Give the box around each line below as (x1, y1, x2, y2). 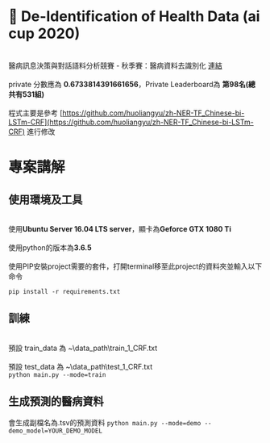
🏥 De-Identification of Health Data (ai (8, 7, 260, 26)
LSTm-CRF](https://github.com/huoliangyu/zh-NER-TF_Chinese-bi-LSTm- (8, 117, 254, 127)
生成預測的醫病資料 (8, 395, 104, 408)
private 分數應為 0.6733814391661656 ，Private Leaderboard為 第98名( (8, 79, 249, 89)
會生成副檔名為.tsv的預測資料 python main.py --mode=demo (8, 417, 201, 427)
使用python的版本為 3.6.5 (8, 242, 92, 253)
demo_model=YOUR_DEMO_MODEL (8, 427, 103, 435)
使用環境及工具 (8, 193, 83, 207)
